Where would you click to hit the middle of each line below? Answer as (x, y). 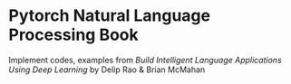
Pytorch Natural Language (109, 16)
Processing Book (74, 35)
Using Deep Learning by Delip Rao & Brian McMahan (107, 70)
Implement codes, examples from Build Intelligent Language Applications (145, 60)
